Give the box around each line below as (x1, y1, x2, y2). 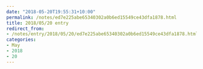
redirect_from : (6, 25, 45, 32)
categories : (6, 37, 36, 43)
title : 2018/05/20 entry (6, 20, 69, 26)
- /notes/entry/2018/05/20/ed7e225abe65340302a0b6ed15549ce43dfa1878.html (6, 31, 199, 37)
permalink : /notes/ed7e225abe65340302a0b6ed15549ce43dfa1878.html (6, 14, 177, 20)
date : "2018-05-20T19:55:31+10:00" (6, 8, 96, 15)
